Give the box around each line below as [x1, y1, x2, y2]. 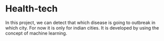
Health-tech [5, 3, 58, 14]
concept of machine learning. [5, 30, 67, 36]
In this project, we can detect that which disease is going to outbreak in [5, 19, 156, 25]
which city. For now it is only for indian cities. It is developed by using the [5, 24, 159, 30]
